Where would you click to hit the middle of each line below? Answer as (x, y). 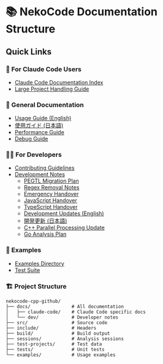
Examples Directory (40, 264)
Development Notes (40, 175)
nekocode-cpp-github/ (33, 301)
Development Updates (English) (64, 214)
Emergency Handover (51, 194)
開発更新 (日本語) (45, 221)
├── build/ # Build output (58, 334)
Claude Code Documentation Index (59, 82)
